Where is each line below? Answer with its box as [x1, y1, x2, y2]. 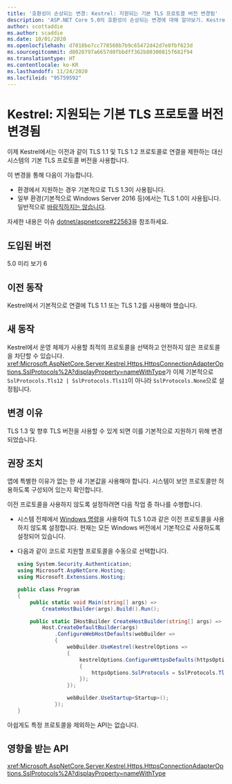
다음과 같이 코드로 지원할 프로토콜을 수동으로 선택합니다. [17, 547, 169, 555]
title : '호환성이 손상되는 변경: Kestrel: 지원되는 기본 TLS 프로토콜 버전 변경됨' [7, 10, 219, 17]
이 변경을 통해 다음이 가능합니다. [7, 171, 95, 180]
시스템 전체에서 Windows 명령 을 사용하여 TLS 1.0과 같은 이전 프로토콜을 [17, 515, 212, 524]
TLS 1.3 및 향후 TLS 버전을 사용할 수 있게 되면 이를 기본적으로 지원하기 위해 [7, 426, 210, 435]
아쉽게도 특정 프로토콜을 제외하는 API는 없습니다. [7, 720, 139, 729]
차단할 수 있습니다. [14, 352, 64, 360]
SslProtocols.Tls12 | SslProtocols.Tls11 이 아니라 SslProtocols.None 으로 [7, 376, 217, 384]
